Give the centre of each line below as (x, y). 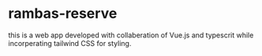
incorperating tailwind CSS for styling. (70, 43)
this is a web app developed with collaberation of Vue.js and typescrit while (131, 35)
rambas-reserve (63, 14)
